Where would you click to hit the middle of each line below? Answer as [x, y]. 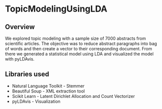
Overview [20, 27]
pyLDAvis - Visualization [36, 101]
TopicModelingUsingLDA [56, 9]
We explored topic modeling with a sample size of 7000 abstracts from [75, 38]
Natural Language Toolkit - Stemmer [48, 86]
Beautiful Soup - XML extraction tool [48, 91]
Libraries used [27, 74]
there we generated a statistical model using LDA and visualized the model [79, 54]
